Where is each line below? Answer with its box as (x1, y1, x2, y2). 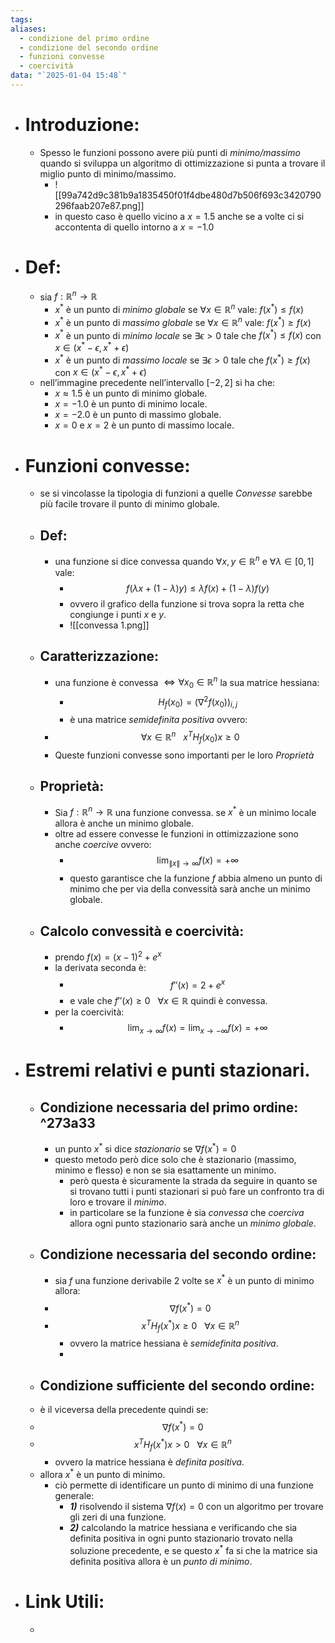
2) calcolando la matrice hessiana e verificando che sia (69, 1521, 298, 1533)
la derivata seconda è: (54, 961, 147, 973)
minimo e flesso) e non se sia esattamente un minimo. (54, 1164, 277, 1176)
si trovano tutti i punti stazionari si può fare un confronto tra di (69, 1185, 325, 1197)
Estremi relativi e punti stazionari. (24, 1059, 311, 1082)
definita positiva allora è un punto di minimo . (69, 1555, 253, 1567)
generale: (54, 1489, 95, 1501)
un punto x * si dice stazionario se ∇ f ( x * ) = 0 (54, 1141, 237, 1155)
